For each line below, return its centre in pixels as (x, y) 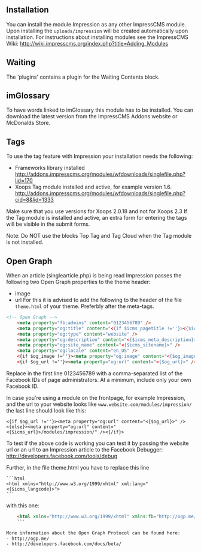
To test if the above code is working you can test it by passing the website (98, 443)
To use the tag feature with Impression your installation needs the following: (100, 156)
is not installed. (25, 242)
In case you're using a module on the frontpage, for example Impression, (96, 397)
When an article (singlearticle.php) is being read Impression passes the (94, 276)
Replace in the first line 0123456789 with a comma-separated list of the (95, 373)
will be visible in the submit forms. (48, 224)
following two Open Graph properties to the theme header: (78, 282)
